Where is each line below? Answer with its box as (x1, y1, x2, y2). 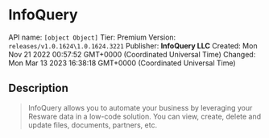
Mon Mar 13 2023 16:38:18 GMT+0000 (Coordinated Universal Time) (8, 58, 236, 68)
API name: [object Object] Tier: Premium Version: (8, 32, 176, 42)
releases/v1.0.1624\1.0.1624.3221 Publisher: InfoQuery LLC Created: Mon (8, 40, 258, 50)
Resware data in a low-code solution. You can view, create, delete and (27, 111, 262, 121)
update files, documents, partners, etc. (27, 119, 158, 130)
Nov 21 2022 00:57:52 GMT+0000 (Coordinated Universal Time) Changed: (8, 49, 256, 59)
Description (8, 82, 68, 95)
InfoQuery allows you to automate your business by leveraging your (27, 102, 253, 112)
